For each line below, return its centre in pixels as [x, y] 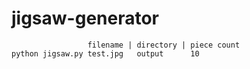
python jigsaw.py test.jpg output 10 [105, 53]
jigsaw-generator [85, 18]
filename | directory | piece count [164, 45]
